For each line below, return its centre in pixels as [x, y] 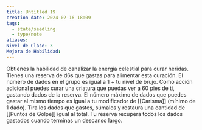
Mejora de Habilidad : [34, 52]
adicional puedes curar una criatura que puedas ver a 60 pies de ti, [90, 88]
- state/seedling [34, 29]
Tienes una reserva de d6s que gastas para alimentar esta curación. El [95, 75]
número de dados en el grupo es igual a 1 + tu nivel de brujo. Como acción [99, 81]
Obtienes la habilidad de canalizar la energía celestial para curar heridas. [97, 69]
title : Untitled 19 [31, 12]
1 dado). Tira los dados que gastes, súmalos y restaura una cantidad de [96, 108]
